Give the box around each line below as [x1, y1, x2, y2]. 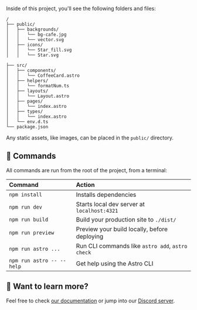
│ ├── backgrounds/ [6, 26, 59, 32]
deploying [76, 232, 104, 240]
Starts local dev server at [76, 200, 145, 208]
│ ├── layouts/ [6, 88, 49, 94]
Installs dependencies [76, 190, 137, 199]
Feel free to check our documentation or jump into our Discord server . [6, 297, 175, 304]
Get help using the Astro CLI [76, 259, 154, 267]
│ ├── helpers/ [6, 78, 49, 84]
